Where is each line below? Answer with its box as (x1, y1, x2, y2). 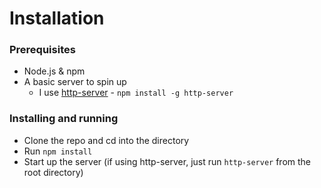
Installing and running (9, 112, 119, 126)
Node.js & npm (23, 65, 86, 77)
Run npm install (23, 145, 93, 157)
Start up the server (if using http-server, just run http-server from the (23, 155, 311, 167)
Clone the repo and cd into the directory (23, 134, 190, 146)
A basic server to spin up (23, 76, 127, 88)
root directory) (23, 166, 84, 178)
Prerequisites (9, 43, 76, 57)
